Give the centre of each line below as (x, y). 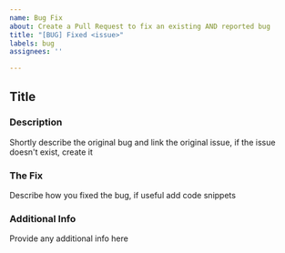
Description (36, 122)
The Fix (26, 176)
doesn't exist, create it (51, 152)
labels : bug (32, 43)
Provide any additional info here (69, 238)
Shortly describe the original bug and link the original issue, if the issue (142, 142)
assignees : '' (36, 52)
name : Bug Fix (36, 18)
